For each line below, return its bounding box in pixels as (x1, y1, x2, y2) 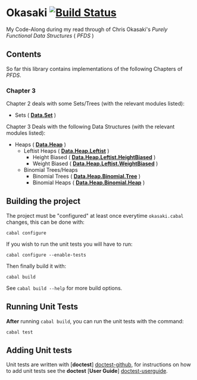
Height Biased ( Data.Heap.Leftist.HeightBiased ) (32, 154, 156, 161)
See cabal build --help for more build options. (6, 284, 123, 292)
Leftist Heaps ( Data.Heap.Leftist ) (23, 147, 110, 155)
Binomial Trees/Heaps (23, 166, 79, 174)
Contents (6, 50, 42, 60)
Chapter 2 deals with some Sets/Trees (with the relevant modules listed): (6, 100, 185, 107)
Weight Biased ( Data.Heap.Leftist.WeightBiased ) (32, 160, 158, 167)
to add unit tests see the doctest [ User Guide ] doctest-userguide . (6, 367, 168, 375)
